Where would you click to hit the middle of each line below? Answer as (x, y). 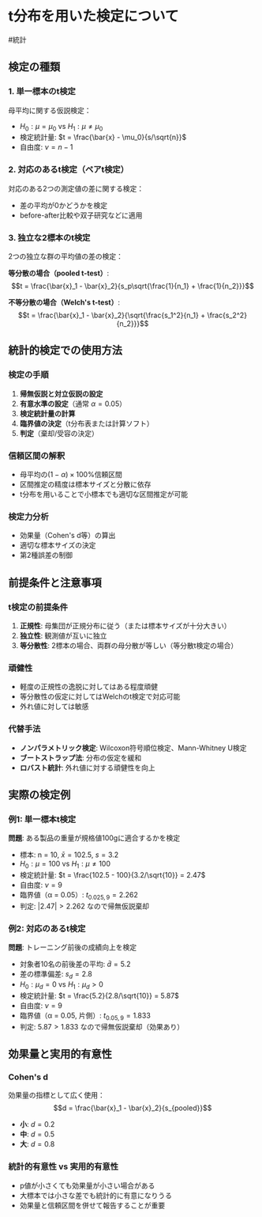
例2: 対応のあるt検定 (47, 928)
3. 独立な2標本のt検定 (49, 237)
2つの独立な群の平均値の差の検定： (66, 256)
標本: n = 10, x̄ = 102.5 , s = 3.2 (69, 855)
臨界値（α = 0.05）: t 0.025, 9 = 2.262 (79, 896)
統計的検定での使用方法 (65, 350)
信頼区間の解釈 (37, 456)
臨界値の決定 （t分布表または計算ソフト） (86, 423)
